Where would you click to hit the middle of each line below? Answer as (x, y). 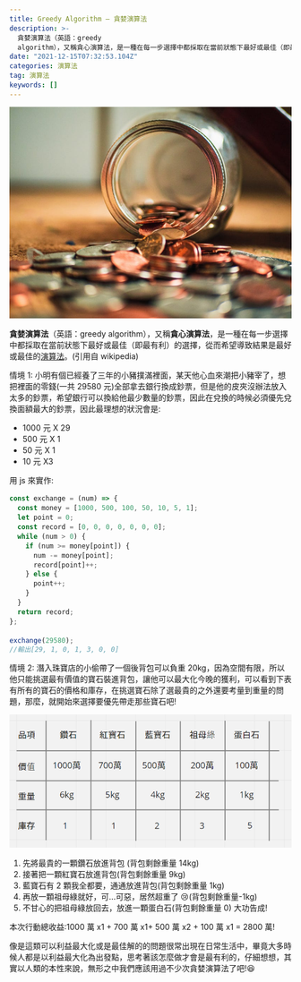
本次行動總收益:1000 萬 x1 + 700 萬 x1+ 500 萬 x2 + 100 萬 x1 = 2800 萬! (142, 927)
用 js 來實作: (31, 481)
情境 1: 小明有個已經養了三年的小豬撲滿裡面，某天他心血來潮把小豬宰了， (144, 375)
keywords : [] (34, 85)
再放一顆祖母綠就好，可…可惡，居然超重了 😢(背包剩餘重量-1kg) (140, 897)
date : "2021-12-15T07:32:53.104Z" (74, 57)
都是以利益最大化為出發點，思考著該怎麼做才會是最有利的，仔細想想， (154, 957)
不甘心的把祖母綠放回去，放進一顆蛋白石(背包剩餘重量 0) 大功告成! (145, 908)
